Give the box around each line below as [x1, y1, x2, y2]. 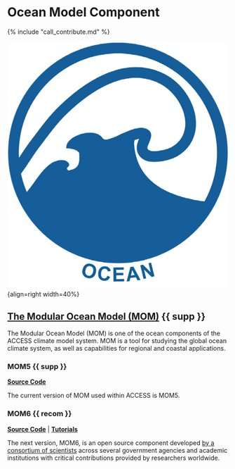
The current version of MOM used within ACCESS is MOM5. [7, 392, 180, 400]
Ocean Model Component [7, 4, 160, 20]
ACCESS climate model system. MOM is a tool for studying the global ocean [7, 337, 227, 345]
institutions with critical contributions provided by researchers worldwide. [7, 454, 220, 462]
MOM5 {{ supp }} [7, 362, 67, 372]
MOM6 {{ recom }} [7, 409, 72, 419]
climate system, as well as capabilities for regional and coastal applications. [7, 344, 226, 353]
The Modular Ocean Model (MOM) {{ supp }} [7, 311, 206, 323]
